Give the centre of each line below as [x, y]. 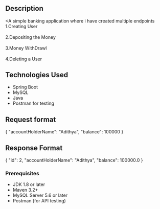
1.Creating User [21, 26]
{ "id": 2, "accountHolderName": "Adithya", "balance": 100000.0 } [74, 160]
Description [24, 8]
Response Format [34, 148]
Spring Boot [25, 87]
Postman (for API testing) [39, 201]
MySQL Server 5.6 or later [40, 195]
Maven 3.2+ [25, 190]
